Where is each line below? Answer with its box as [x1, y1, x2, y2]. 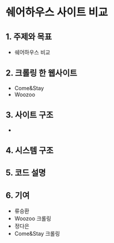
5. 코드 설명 [5, 167, 46, 178]
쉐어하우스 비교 [14, 49, 51, 56]
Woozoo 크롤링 [14, 215, 52, 222]
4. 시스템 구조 [5, 146, 54, 156]
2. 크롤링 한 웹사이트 [5, 68, 78, 79]
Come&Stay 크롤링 [14, 230, 60, 238]
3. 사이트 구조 [5, 110, 54, 120]
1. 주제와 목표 [5, 31, 52, 42]
